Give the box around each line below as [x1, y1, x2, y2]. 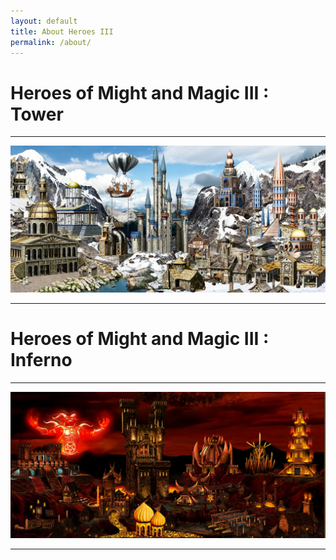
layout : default [10, 16, 78, 26]
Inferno [10, 349, 73, 372]
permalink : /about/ [10, 37, 92, 47]
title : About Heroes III [10, 26, 114, 37]
